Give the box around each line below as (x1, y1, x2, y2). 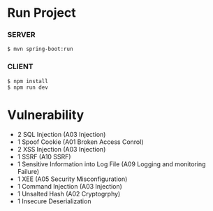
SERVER (7, 30, 36, 40)
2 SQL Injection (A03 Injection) (17, 130, 106, 138)
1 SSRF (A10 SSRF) (17, 152, 71, 161)
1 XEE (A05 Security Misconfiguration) (17, 175, 128, 183)
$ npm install (7, 78, 49, 85)
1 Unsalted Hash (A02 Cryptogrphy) (17, 189, 121, 198)
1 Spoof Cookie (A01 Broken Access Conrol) (17, 138, 144, 146)
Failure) (17, 167, 40, 175)
